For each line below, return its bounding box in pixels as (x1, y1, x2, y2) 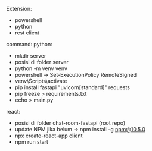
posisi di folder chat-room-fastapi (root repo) (14, 119, 126, 127)
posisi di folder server (14, 59, 69, 65)
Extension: (6, 5, 32, 12)
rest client (14, 29, 40, 36)
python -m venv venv (14, 65, 67, 72)
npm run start (14, 139, 49, 145)
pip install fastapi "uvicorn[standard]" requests (14, 84, 130, 91)
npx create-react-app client (14, 132, 83, 139)
